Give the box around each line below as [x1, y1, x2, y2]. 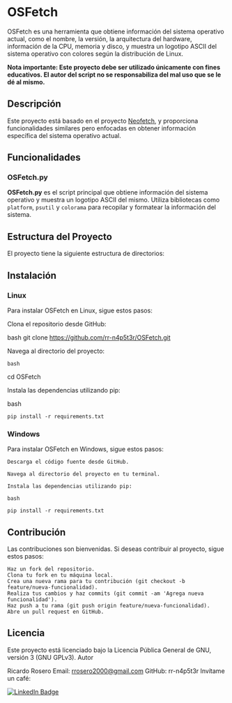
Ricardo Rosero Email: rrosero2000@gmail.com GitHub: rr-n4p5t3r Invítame [7, 667, 225, 675]
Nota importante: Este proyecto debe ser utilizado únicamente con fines [7, 63, 221, 71]
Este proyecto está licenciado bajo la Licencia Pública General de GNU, [7, 646, 212, 654]
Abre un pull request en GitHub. [7, 608, 105, 616]
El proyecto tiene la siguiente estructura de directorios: [7, 249, 165, 258]
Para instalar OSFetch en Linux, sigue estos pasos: [7, 306, 153, 315]
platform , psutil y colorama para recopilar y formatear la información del [7, 203, 216, 211]
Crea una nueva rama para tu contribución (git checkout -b [7, 578, 186, 585]
